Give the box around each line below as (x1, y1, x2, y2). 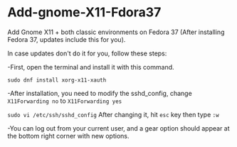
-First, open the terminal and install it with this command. (7, 62, 174, 71)
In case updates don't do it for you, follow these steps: (7, 49, 167, 58)
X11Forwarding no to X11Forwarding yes (7, 97, 122, 105)
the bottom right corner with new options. (7, 131, 130, 140)
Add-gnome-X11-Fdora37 (7, 4, 162, 21)
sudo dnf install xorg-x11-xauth (7, 76, 107, 84)
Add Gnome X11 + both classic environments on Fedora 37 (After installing (7, 28, 225, 36)
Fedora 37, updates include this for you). (7, 35, 126, 43)
